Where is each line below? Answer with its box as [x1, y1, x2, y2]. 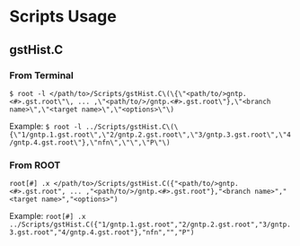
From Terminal [9, 69, 75, 82]
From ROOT [9, 159, 61, 171]
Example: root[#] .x [9, 211, 86, 222]
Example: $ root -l [9, 120, 83, 131]
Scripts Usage [9, 6, 117, 27]
